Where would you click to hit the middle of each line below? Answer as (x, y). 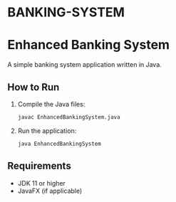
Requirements (39, 166)
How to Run (33, 87)
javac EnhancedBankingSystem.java (69, 117)
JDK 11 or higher (42, 183)
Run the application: (47, 131)
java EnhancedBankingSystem (59, 144)
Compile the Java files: (51, 104)
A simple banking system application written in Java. (84, 65)
